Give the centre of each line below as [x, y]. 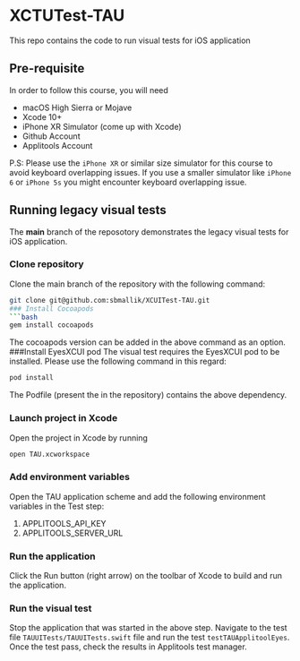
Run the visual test [51, 608]
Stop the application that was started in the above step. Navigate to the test [149, 628]
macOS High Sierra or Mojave [77, 107]
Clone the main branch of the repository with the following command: [137, 284]
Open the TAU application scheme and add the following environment [137, 496]
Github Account [51, 136]
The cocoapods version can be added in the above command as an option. [148, 342]
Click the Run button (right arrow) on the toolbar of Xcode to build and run [146, 575]
